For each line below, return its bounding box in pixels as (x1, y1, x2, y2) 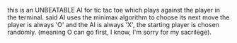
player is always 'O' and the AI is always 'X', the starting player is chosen (7, 21, 219, 28)
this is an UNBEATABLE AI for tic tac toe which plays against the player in (7, 6, 221, 14)
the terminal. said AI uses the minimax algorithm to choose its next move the (7, 13, 230, 21)
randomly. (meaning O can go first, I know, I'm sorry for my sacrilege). (7, 28, 212, 36)
